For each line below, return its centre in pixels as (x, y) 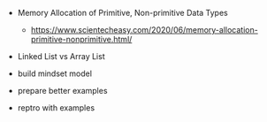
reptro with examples (56, 108)
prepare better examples (62, 91)
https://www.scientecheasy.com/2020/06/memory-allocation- (144, 30)
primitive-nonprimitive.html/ (81, 39)
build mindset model (55, 73)
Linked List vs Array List (61, 56)
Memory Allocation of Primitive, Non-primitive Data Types (122, 13)
